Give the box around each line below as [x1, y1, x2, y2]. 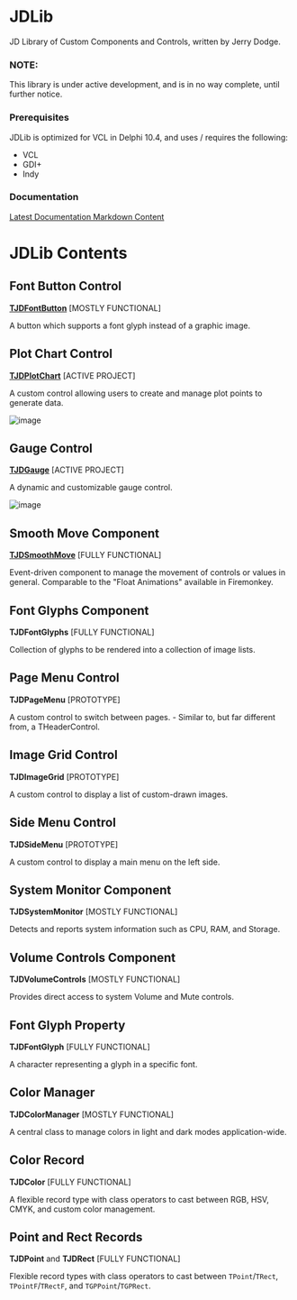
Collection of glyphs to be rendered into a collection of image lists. [9, 645, 256, 655]
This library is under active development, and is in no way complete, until [9, 79, 281, 90]
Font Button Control [9, 279, 121, 294]
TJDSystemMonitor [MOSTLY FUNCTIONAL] [9, 906, 178, 917]
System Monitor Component [9, 882, 172, 898]
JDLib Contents [9, 243, 128, 263]
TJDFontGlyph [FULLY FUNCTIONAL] [9, 1041, 150, 1052]
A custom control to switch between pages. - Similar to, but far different [9, 711, 276, 722]
